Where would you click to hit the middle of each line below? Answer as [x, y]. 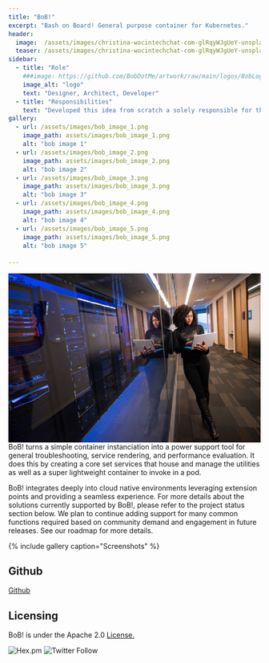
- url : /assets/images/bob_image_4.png [82, 203]
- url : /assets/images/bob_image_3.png [82, 178]
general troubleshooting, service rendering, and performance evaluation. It [131, 455]
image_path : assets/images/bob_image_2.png [96, 161]
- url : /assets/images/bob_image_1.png [82, 127]
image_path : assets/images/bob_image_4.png [96, 212]
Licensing [33, 615]
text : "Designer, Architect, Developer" [91, 93]
